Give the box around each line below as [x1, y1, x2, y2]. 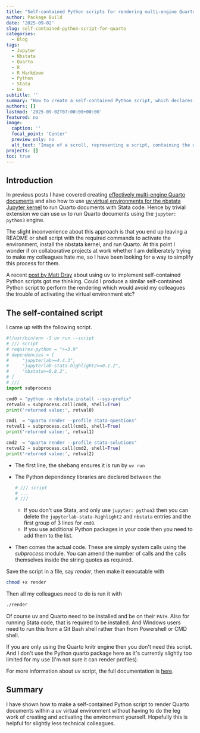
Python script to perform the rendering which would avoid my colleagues [6, 284, 186, 292]
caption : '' [11, 125, 42, 131]
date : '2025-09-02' [6, 20, 55, 26]
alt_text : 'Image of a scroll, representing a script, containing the [11, 142, 190, 148]
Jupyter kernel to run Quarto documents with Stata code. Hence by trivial [6, 204, 186, 211]
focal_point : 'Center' [11, 131, 68, 137]
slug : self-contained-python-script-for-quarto [6, 25, 127, 32]
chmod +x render [6, 579, 46, 585]
